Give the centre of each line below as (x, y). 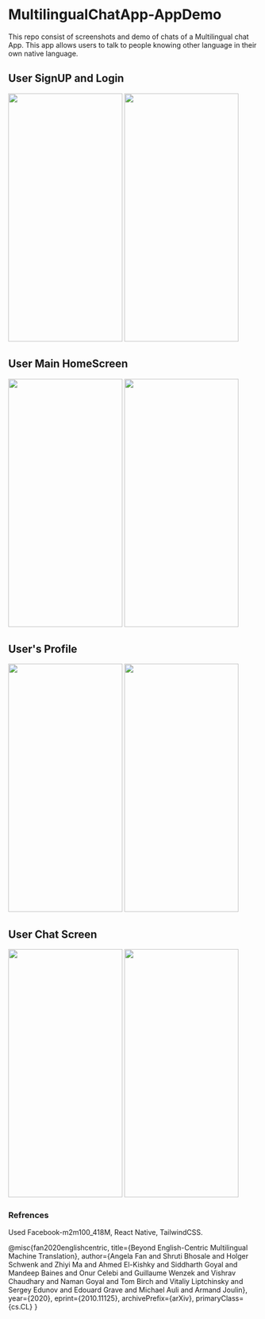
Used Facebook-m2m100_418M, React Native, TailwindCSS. (106, 1232)
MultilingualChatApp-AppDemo (115, 15)
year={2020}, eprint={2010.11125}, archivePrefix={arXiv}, (101, 1298)
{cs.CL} (21, 1307)
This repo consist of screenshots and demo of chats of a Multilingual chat (129, 37)
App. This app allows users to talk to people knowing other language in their (132, 44)
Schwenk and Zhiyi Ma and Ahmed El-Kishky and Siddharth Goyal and (123, 1265)
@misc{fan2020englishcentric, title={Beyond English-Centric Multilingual (128, 1248)
